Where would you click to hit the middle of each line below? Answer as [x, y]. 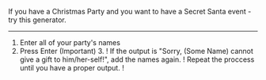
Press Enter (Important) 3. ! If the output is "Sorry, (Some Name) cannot [136, 51]
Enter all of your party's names [70, 42]
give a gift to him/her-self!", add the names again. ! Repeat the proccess [137, 59]
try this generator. [38, 20]
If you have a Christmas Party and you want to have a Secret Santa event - [130, 11]
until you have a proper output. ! [72, 68]
